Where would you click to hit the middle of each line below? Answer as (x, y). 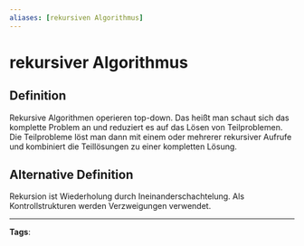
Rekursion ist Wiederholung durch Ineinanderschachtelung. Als (127, 196)
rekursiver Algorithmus (99, 62)
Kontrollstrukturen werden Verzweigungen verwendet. (110, 206)
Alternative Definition (71, 175)
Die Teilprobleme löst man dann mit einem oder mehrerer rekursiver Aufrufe (151, 137)
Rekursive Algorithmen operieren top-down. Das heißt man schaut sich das (149, 118)
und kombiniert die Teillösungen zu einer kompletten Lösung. (123, 147)
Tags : (20, 232)
